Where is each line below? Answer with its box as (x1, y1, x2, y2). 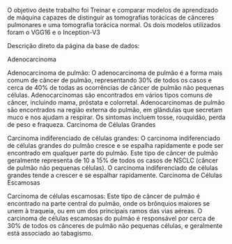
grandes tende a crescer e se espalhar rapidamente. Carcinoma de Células (7, 171, 223, 179)
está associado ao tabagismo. (7, 229, 93, 237)
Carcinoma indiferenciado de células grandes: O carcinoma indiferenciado (7, 134, 221, 142)
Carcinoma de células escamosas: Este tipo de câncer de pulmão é (7, 192, 201, 200)
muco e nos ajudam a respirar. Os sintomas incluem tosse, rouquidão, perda (7, 113, 226, 121)
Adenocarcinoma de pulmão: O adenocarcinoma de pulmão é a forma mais (7, 69, 223, 77)
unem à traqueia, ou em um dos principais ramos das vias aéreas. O (7, 207, 203, 215)
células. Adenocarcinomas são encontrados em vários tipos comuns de (7, 91, 212, 99)
